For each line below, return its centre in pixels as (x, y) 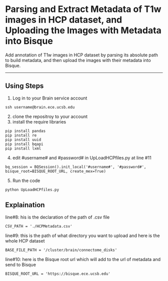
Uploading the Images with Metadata (83, 30)
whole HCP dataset (25, 240)
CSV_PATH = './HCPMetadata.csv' (39, 226)
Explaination (25, 205)
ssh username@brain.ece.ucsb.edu (40, 107)
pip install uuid (23, 139)
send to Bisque (21, 264)
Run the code (26, 180)
